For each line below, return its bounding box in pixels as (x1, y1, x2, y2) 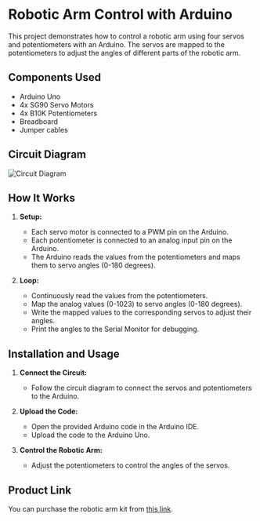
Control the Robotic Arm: (19, 446, 103, 455)
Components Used (8, 71, 102, 84)
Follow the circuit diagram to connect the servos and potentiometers (31, 383, 252, 393)
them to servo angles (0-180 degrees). (31, 260, 156, 270)
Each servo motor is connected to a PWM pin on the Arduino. (31, 228, 229, 237)
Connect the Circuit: (19, 368, 88, 377)
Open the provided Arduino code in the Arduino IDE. (31, 422, 200, 432)
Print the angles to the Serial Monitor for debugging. (31, 324, 200, 334)
